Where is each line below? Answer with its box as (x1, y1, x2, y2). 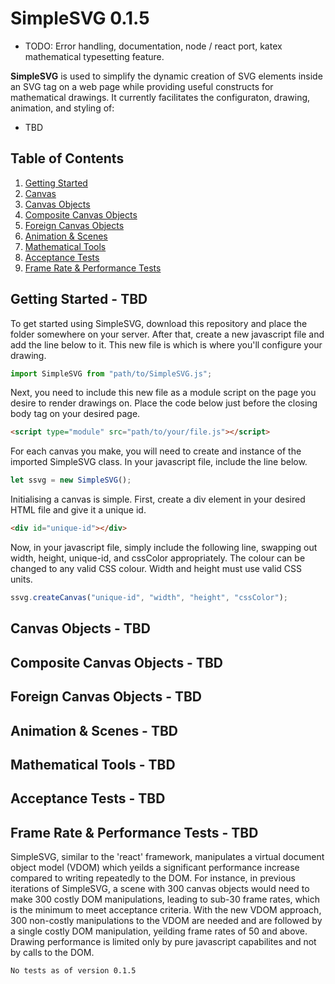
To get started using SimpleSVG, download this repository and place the (10, 317, 308, 329)
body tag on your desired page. (10, 408, 141, 420)
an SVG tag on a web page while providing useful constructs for (10, 80, 274, 92)
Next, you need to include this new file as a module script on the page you (10, 387, 317, 399)
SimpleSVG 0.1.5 (10, 7, 150, 30)
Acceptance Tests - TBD (10, 790, 166, 807)
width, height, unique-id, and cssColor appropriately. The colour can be (10, 552, 306, 564)
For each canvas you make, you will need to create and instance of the (10, 445, 302, 457)
